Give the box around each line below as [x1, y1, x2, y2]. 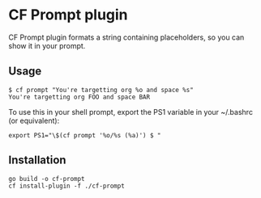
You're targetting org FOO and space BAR [8, 93, 151, 101]
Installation [8, 154, 66, 167]
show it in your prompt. [8, 40, 86, 50]
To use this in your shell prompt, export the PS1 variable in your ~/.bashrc [8, 107, 254, 116]
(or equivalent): [8, 116, 60, 125]
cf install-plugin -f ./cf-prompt [8, 182, 126, 190]
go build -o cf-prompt [8, 175, 85, 183]
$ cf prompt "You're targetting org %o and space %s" [8, 86, 195, 94]
